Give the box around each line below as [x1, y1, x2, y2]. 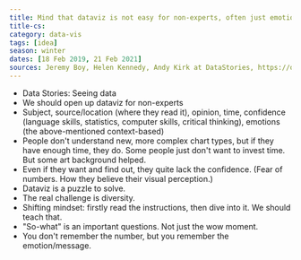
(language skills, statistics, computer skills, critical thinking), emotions [21, 116, 280, 126]
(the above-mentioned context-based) [21, 126, 165, 136]
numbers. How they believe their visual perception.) [21, 173, 213, 184]
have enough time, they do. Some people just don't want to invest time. [21, 144, 286, 155]
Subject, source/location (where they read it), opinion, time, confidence [21, 107, 287, 117]
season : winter [9, 47, 66, 56]
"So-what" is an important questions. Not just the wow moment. [21, 221, 259, 231]
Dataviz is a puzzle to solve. [21, 183, 126, 194]
